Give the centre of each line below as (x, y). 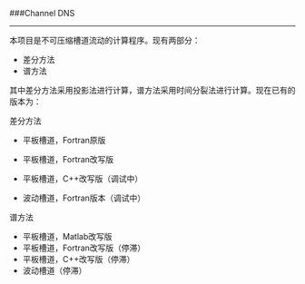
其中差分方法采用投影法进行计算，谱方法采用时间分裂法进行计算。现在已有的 (152, 90)
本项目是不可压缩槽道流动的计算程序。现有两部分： (105, 40)
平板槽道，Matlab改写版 (67, 236)
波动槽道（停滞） (54, 270)
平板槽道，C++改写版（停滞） (79, 259)
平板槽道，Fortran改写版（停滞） (84, 248)
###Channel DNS (42, 13)
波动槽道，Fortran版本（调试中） (84, 198)
